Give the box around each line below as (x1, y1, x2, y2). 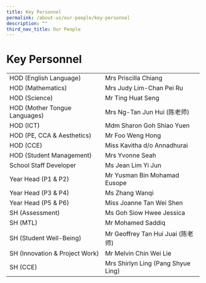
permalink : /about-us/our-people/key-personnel (6, 15, 131, 21)
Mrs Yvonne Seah (105, 151, 156, 160)
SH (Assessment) (9, 209, 60, 217)
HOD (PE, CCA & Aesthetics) (9, 131, 92, 140)
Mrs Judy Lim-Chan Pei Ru (105, 84, 183, 92)
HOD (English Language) (9, 74, 82, 83)
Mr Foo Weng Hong (105, 131, 161, 140)
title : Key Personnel (6, 9, 62, 15)
